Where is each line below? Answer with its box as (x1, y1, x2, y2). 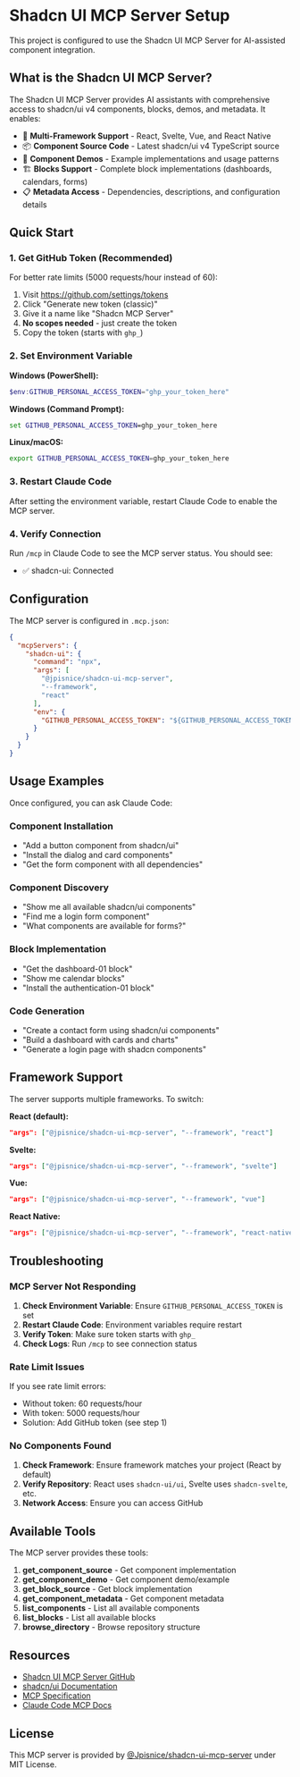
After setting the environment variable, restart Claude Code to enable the (9, 495, 278, 506)
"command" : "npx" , (32, 658, 102, 667)
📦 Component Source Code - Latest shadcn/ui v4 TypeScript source (21, 140, 279, 151)
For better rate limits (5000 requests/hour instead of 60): (9, 272, 219, 282)
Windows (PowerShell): (9, 370, 99, 381)
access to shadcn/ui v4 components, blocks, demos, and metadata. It (9, 104, 266, 114)
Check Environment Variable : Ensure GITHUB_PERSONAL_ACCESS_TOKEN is (21, 1300, 284, 1310)
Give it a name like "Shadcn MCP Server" (21, 308, 174, 319)
